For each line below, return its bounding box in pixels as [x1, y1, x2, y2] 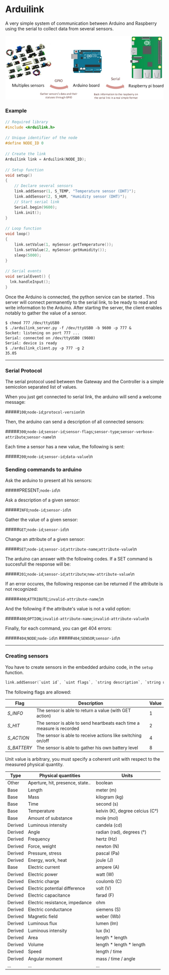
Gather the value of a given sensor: [5, 517, 78, 523]
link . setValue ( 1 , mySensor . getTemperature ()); [14, 242, 114, 247]
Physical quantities [39, 772, 80, 779]
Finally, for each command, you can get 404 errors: [5, 625, 112, 631]
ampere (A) [96, 864, 120, 870]
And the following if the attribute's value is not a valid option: [5, 606, 131, 612]
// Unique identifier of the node [5, 135, 78, 141]
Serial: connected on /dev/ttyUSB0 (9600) [5, 335, 96, 341]
